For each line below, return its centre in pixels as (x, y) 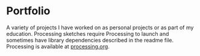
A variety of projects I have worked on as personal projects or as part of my (100, 27)
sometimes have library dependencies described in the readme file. (90, 40)
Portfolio (28, 11)
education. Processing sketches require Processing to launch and (88, 33)
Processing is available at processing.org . (58, 46)
